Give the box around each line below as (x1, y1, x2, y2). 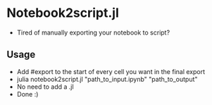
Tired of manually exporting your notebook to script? (16, 28, 170, 37)
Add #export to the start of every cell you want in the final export (16, 67, 206, 75)
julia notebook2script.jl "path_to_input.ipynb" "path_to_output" (16, 75, 198, 83)
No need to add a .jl (16, 82, 75, 91)
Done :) (16, 89, 39, 98)
